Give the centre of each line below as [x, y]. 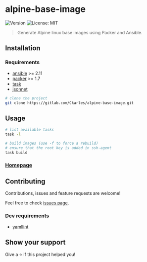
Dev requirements [27, 216]
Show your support [35, 242]
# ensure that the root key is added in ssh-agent [58, 148]
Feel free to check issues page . [37, 203]
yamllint [20, 227]
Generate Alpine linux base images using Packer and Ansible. [80, 32]
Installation [23, 48]
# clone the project [26, 98]
